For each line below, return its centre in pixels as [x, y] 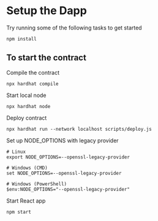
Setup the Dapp [47, 11]
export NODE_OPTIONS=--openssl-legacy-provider [68, 157]
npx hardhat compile [33, 83]
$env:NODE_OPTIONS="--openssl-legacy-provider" [68, 189]
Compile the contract [33, 72]
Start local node [27, 95]
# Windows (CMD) [27, 168]
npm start [19, 212]
